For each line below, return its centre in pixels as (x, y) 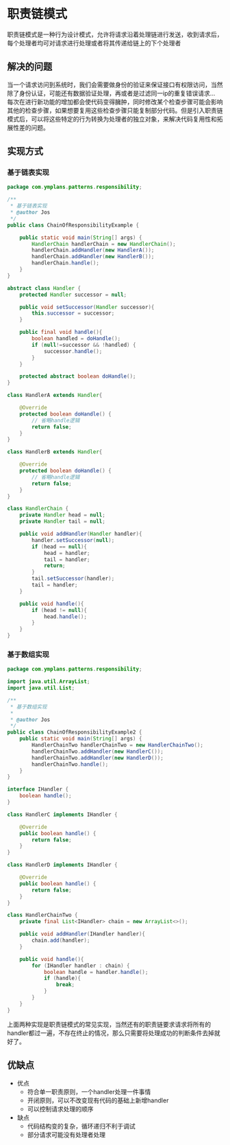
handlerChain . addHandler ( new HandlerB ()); (93, 257)
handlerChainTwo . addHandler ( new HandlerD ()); (98, 758)
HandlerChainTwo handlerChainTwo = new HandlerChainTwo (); (118, 745)
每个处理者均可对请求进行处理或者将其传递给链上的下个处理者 (94, 43)
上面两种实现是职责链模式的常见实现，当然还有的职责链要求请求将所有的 (109, 1024)
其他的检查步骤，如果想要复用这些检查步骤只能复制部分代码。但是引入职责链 (115, 110)
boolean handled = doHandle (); (76, 339)
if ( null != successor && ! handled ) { (84, 345)
